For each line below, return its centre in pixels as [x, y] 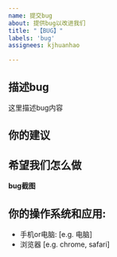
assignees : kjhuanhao [44, 46]
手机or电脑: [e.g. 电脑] [56, 234]
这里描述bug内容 [36, 107]
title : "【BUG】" [36, 30]
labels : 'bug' [32, 38]
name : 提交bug [31, 16]
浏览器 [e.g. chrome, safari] [64, 244]
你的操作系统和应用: [57, 213]
